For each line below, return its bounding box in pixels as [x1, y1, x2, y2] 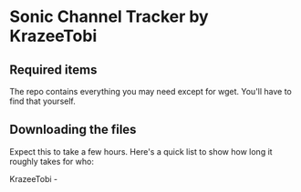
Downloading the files [9, 122, 137, 137]
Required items [9, 62, 98, 77]
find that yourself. [9, 96, 76, 106]
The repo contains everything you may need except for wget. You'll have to [9, 86, 292, 96]
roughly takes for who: [9, 156, 94, 167]
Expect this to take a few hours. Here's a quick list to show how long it [9, 146, 273, 157]
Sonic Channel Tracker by [9, 6, 209, 27]
